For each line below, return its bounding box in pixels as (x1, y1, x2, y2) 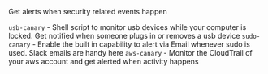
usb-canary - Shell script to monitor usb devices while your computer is (8, 23, 247, 31)
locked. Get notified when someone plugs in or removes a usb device (8, 31, 240, 40)
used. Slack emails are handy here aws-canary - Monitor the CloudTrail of (8, 48, 253, 57)
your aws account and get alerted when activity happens (8, 56, 199, 66)
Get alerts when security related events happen (8, 7, 168, 16)
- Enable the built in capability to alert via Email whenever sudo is (32, 39, 250, 49)
